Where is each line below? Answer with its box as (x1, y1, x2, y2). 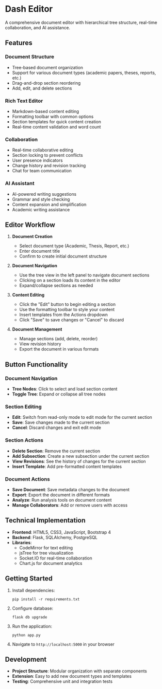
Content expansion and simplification (12, 201, 87, 207)
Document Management (12, 326, 62, 332)
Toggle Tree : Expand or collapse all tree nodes (12, 391, 106, 397)
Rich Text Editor (5, 97, 43, 104)
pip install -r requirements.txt (12, 596, 80, 602)
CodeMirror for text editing (19, 544, 73, 551)
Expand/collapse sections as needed (19, 282, 93, 288)
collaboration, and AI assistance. (5, 24, 70, 30)
